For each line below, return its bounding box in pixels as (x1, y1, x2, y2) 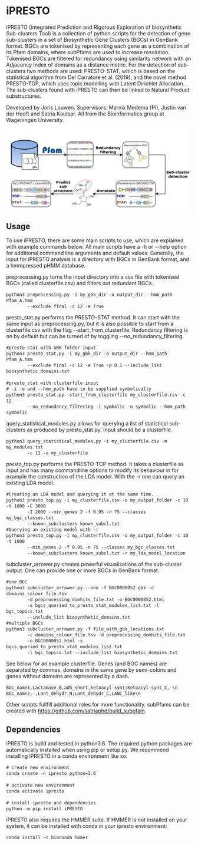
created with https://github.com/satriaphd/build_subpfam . (6, 707, 147, 714)
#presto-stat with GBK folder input (6, 345, 96, 351)
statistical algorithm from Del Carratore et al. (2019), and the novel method (6, 74, 187, 81)
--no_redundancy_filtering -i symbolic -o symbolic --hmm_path (27, 404, 186, 410)
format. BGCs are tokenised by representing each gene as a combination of (6, 42, 190, 49)
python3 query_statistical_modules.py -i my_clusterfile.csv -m (6, 438, 167, 444)
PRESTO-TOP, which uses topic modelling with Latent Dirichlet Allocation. (6, 80, 185, 87)
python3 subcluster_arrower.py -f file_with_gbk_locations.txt (6, 626, 165, 632)
